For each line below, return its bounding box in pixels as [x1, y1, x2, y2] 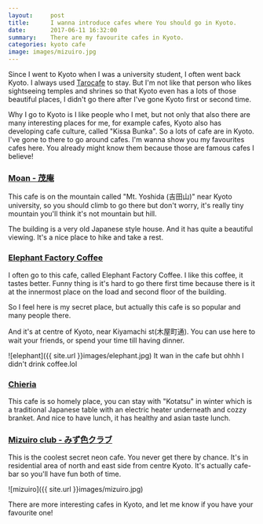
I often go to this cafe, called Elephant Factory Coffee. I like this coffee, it [8, 270, 243, 280]
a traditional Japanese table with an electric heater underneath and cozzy [8, 405, 247, 414]
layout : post [8, 11, 65, 20]
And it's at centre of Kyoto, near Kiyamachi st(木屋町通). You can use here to [8, 327, 256, 336]
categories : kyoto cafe [8, 41, 86, 49]
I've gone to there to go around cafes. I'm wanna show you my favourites [8, 135, 245, 144]
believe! [8, 152, 34, 161]
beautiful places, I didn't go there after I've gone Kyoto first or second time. [8, 95, 251, 104]
